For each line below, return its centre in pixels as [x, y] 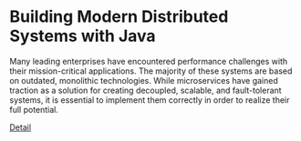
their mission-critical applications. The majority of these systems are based [151, 71]
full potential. [34, 109]
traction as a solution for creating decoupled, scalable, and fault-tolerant [145, 90]
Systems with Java [83, 36]
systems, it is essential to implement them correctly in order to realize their [150, 100]
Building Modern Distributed [119, 17]
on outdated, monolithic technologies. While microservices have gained [144, 80]
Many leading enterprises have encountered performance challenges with [149, 61]
